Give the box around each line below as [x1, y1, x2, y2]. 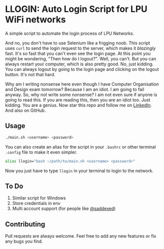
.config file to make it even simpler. [5, 149, 77, 155]
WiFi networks [5, 14, 66, 25]
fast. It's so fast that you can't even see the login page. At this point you [5, 50, 151, 56]
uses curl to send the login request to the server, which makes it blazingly [5, 45, 156, 51]
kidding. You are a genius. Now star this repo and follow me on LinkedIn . [5, 102, 152, 108]
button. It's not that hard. [5, 71, 56, 77]
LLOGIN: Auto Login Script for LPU [5, 3, 148, 15]
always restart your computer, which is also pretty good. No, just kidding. [5, 61, 154, 67]
